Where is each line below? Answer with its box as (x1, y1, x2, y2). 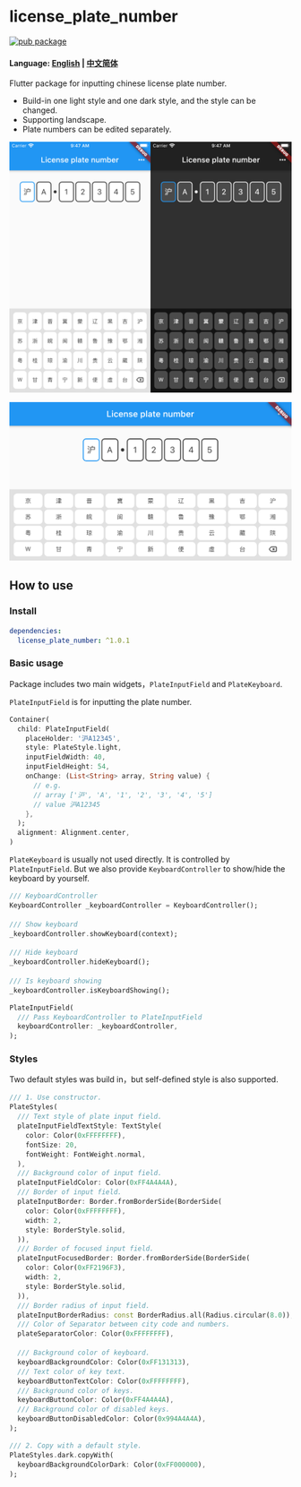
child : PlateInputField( (17, 724, 110, 734)
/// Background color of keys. (17, 1386, 134, 1395)
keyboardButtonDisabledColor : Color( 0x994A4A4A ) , (17, 1414, 206, 1423)
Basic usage (9, 657, 64, 669)
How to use (9, 578, 73, 593)
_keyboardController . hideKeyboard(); (9, 958, 150, 967)
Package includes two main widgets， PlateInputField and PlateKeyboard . (9, 678, 283, 689)
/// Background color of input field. (17, 1169, 163, 1178)
